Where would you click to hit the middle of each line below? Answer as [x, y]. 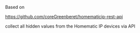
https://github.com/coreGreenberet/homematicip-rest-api [64, 16]
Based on [15, 7]
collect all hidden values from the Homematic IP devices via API [70, 26]
